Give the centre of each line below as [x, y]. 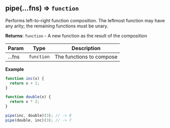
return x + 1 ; [25, 83]
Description [86, 48]
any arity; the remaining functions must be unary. [57, 26]
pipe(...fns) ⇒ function [42, 8]
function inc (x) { [25, 78]
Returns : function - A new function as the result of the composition [76, 35]
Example [15, 69]
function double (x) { [28, 97]
